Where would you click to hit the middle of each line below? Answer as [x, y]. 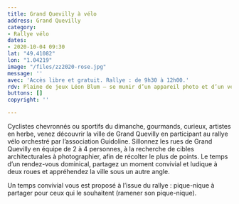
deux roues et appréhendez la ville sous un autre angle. [89, 172]
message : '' [25, 73]
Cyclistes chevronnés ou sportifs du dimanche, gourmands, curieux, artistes [119, 126]
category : [22, 27]
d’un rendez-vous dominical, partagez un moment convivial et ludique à [112, 164]
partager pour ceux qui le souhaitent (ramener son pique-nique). [102, 193]
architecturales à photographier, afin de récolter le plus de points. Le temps [118, 156]
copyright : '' [28, 100]
